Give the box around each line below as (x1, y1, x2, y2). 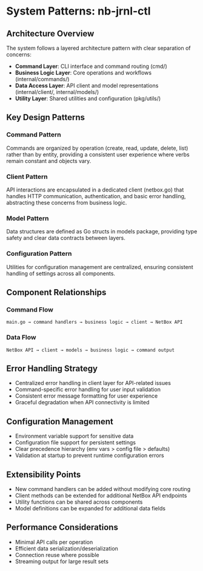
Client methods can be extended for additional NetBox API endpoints (15, 492, 187, 499)
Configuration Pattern (6, 250, 72, 258)
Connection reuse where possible (15, 551, 99, 558)
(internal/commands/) (15, 76, 70, 82)
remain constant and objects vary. (6, 157, 92, 164)
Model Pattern (6, 214, 49, 222)
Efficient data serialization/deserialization (15, 544, 118, 552)
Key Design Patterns (6, 112, 85, 122)
